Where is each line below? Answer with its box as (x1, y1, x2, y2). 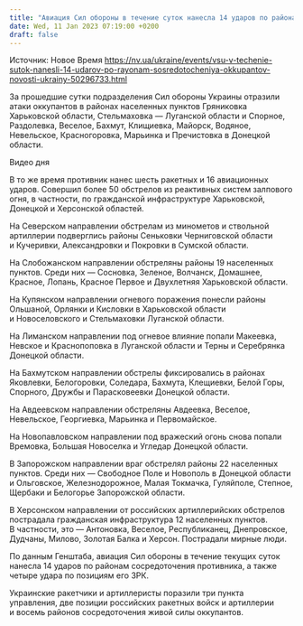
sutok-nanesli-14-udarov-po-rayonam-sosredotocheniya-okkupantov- (9, 64, 271, 75)
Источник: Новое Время (9, 55, 103, 66)
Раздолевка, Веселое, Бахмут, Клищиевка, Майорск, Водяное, (9, 120, 252, 131)
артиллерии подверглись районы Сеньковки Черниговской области (9, 230, 273, 241)
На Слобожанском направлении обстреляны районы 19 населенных (9, 257, 274, 268)
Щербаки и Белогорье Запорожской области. (9, 487, 186, 498)
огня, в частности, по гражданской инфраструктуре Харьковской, (9, 193, 266, 204)
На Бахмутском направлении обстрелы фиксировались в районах (9, 368, 266, 378)
